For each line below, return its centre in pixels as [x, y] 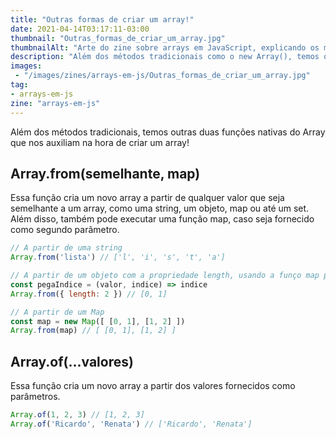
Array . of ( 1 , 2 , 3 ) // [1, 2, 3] [77, 415]
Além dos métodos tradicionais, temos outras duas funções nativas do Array [168, 132]
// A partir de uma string [66, 248]
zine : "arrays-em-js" [55, 103]
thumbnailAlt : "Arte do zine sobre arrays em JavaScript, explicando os [165, 47]
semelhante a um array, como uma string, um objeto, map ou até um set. [160, 208]
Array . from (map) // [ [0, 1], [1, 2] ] [93, 331]
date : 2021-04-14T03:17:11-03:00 [80, 29]
